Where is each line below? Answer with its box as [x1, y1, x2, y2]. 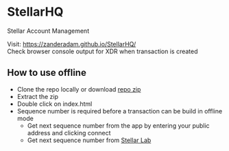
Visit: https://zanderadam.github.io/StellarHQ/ [7, 40, 136, 48]
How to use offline [7, 67, 87, 79]
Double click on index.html [16, 100, 93, 108]
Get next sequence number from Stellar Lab [27, 136, 152, 144]
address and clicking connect [27, 128, 111, 137]
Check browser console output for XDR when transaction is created [7, 47, 198, 55]
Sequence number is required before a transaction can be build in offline [16, 107, 223, 115]
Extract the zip [16, 92, 59, 100]
